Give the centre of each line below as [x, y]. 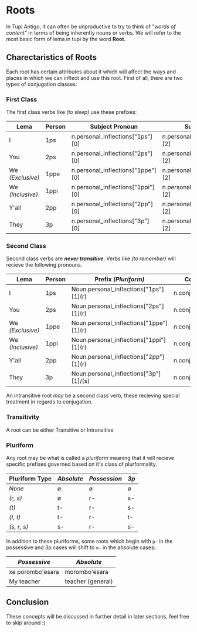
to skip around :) [26, 623]
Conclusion [28, 602]
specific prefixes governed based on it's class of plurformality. [81, 464]
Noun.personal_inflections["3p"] [116, 374]
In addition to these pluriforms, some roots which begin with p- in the [89, 541]
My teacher [25, 581]
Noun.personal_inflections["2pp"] [118, 357]
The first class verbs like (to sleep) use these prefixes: [72, 112]
